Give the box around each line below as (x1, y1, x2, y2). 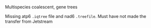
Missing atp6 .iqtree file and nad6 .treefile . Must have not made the (5, 14, 147, 19)
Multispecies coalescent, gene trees (5, 4, 78, 10)
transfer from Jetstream (5, 19, 53, 24)
